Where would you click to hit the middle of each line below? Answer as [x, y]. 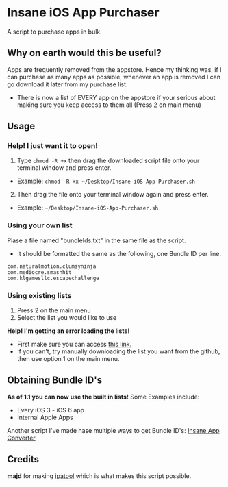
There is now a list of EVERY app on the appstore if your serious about [116, 97]
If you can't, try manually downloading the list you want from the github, [118, 351]
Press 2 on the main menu [54, 310]
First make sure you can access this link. [74, 345]
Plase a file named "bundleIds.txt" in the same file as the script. [97, 240]
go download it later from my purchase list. [67, 84]
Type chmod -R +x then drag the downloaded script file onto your [108, 161]
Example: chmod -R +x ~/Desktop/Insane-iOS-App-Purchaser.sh [106, 181]
